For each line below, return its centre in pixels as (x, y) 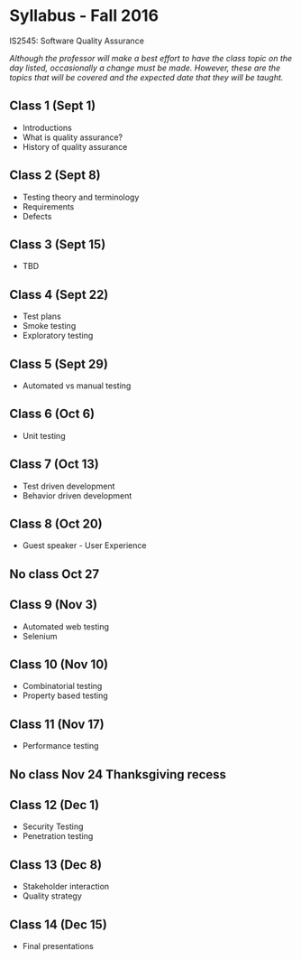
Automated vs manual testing (77, 386)
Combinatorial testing (62, 686)
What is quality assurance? (73, 137)
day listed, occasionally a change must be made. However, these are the (145, 68)
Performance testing (60, 746)
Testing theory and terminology (81, 197)
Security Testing (53, 826)
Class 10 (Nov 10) (59, 665)
